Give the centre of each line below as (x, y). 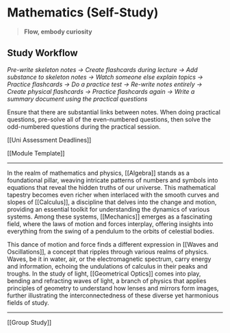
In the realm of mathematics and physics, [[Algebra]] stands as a (99, 173)
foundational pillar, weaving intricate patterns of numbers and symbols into (113, 180)
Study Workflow (42, 53)
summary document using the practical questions (77, 99)
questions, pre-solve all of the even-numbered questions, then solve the (109, 119)
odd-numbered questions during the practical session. (84, 126)
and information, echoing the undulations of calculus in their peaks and (107, 266)
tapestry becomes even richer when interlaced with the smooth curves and (113, 195)
